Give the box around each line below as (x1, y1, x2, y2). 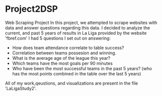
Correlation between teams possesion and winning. (12, 50, 116, 56)
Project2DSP (5, 3, 58, 15)
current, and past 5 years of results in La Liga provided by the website (5, 30, 147, 36)
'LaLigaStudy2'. (5, 85, 37, 91)
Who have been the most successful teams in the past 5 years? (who (12, 65, 152, 72)
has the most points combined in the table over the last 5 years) (12, 71, 141, 76)
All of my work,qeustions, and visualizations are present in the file (5, 80, 138, 86)
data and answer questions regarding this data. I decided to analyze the (5, 24, 150, 30)
